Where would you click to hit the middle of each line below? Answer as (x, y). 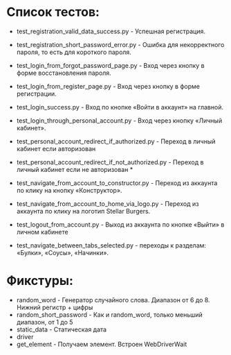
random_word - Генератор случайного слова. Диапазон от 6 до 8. (113, 300)
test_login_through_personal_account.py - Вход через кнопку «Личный (119, 120)
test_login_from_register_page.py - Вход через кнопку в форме (108, 86)
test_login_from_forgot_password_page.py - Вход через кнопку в (110, 65)
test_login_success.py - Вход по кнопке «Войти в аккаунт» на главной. (120, 107)
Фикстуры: (40, 281)
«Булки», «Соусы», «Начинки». (62, 252)
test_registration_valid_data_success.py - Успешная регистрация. (111, 31)
